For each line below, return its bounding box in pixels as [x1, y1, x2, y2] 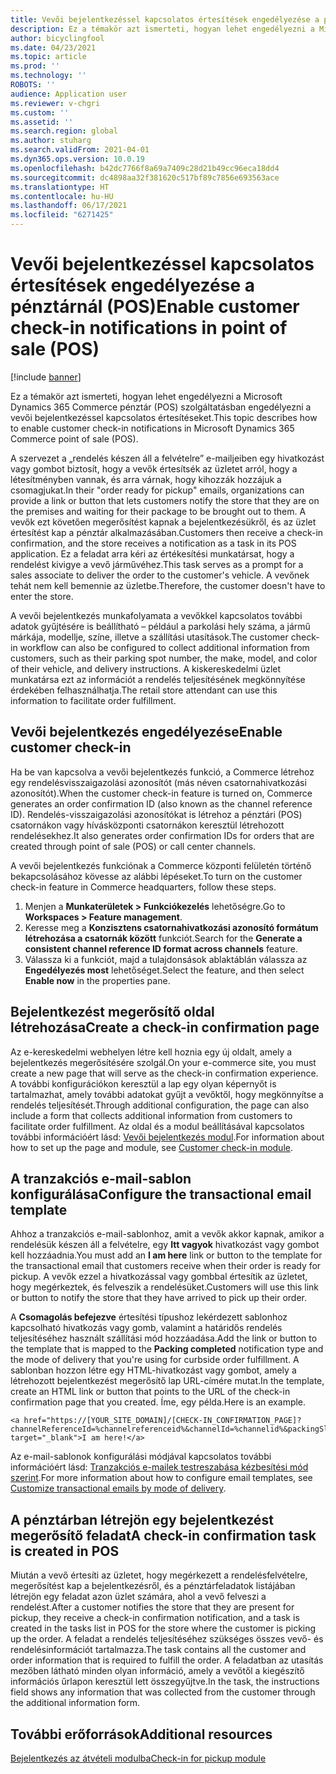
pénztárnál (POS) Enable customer [10, 296, 300, 318]
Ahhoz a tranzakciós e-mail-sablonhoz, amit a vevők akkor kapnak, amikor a [10, 1228, 325, 1240]
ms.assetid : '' [10, 117, 74, 127]
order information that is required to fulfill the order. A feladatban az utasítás [10, 1654, 324, 1666]
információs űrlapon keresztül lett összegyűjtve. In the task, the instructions [10, 1676, 320, 1688]
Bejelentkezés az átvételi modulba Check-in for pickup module [10, 1752, 267, 1764]
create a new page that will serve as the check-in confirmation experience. [10, 1067, 319, 1079]
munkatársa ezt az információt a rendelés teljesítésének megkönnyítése [10, 673, 306, 685]
